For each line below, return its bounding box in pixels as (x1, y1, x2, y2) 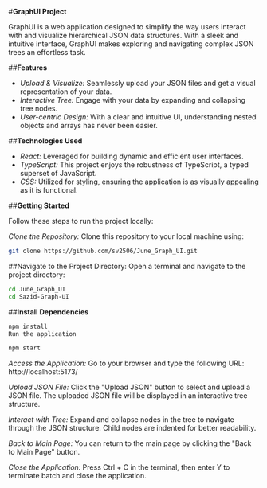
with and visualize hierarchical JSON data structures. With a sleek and (8, 31, 239, 40)
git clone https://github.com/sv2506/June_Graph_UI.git (8, 247, 198, 255)
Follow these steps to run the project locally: (8, 217, 154, 225)
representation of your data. (19, 87, 112, 96)
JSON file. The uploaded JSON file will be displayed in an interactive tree (8, 391, 248, 400)
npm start (8, 344, 41, 353)
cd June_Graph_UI (8, 285, 66, 293)
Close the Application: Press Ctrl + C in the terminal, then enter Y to (8, 463, 230, 472)
